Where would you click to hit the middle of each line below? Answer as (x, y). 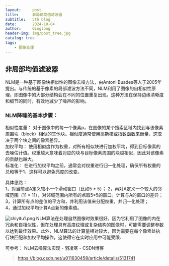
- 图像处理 (24, 47)
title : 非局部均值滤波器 (34, 15)
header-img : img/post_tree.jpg (38, 33)
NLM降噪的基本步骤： (32, 116)
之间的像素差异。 (45, 140)
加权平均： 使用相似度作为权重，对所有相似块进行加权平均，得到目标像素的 (83, 146)
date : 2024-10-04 (30, 24)
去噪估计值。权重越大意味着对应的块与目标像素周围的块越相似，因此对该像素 (84, 152)
